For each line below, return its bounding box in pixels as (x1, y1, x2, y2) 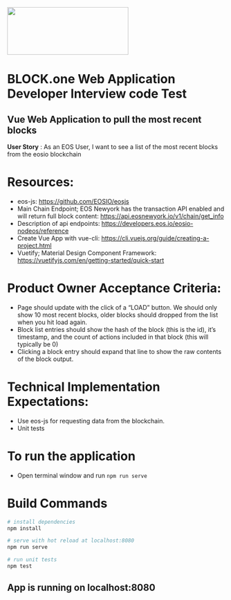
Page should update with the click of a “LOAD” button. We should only (17, 303, 218, 311)
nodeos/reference (17, 227, 69, 235)
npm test (7, 563, 33, 570)
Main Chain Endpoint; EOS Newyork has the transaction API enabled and (17, 204, 225, 213)
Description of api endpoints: (17, 219, 100, 227)
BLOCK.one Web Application (7, 71, 176, 87)
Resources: (7, 175, 74, 190)
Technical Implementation (7, 379, 160, 395)
